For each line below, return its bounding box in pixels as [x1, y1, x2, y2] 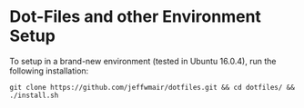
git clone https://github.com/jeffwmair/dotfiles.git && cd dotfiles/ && [9, 83, 296, 92]
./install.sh [9, 91, 59, 100]
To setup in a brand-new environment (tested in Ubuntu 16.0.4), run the [9, 55, 277, 66]
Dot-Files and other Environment [9, 6, 262, 27]
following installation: [9, 65, 89, 76]
